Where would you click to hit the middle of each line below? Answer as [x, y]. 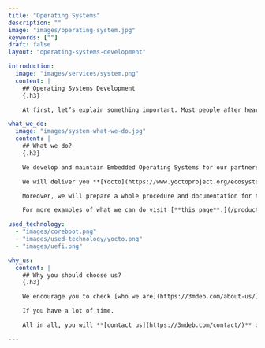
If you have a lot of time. [68, 311]
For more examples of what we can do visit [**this [109, 210]
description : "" [35, 23]
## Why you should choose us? [72, 275]
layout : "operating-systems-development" [77, 52]
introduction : [32, 67]
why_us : [21, 261]
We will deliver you [56, 182]
